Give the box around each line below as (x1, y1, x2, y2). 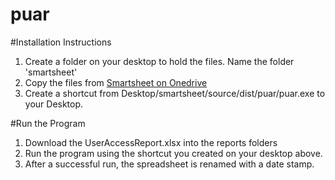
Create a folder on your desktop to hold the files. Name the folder (24, 55, 295, 67)
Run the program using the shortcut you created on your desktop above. (24, 147, 323, 159)
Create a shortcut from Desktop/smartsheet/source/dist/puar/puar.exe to (24, 87, 326, 99)
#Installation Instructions (10, 36, 112, 48)
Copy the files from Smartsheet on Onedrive (24, 76, 208, 88)
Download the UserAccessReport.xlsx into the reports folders (24, 136, 278, 148)
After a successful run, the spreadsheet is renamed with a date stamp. (24, 158, 315, 170)
